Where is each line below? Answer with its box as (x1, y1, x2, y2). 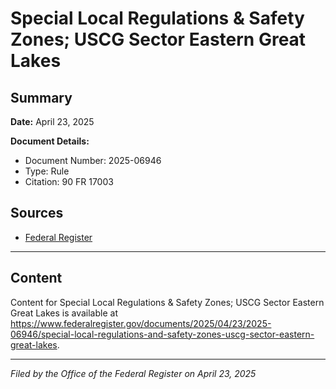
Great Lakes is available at (10, 307, 118, 319)
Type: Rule (24, 165, 70, 177)
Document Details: (10, 135, 90, 147)
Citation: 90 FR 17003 (24, 176, 114, 187)
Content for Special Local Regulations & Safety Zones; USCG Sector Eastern (10, 296, 325, 308)
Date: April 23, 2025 (10, 116, 95, 127)
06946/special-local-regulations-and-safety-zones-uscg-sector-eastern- (10, 328, 315, 340)
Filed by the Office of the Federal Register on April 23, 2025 (10, 367, 257, 379)
